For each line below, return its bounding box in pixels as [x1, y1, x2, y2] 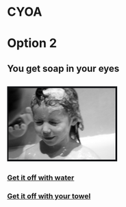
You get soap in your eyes [7, 62, 120, 74]
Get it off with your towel [7, 191, 91, 201]
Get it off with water [7, 173, 75, 182]
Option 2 [7, 36, 57, 51]
